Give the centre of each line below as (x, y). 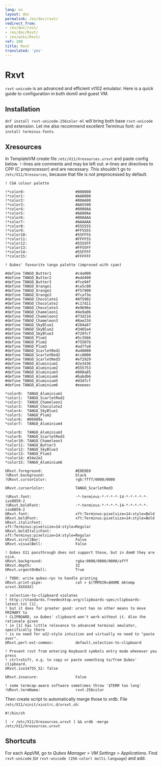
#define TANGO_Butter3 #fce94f (48, 282)
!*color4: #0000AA (48, 209)
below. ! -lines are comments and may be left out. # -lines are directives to (79, 164)
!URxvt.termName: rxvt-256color (55, 690)
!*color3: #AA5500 (48, 205)
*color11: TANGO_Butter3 (30, 445)
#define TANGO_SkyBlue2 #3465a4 (48, 329)
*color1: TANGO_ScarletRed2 (35, 398)
